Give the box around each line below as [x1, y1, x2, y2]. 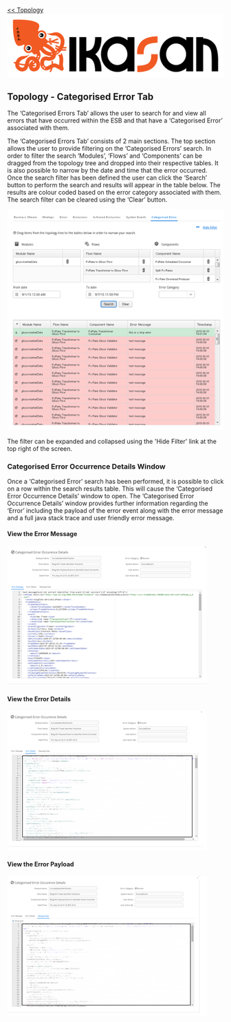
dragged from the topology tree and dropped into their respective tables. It [7, 158, 219, 167]
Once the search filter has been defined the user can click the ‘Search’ [7, 173, 208, 182]
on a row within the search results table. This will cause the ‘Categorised [7, 485, 213, 493]
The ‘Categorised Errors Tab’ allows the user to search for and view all [7, 109, 206, 117]
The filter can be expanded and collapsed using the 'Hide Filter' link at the [7, 437, 217, 446]
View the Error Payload [7, 860, 74, 869]
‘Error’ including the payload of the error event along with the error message [7, 507, 223, 515]
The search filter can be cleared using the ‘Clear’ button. [7, 195, 168, 204]
